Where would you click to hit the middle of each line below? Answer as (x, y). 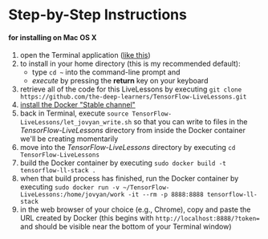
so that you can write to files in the (191, 122)
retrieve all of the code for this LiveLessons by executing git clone (131, 89)
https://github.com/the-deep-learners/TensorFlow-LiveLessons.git (133, 97)
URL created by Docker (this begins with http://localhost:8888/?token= (140, 218)
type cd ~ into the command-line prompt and (106, 72)
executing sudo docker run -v (70, 187)
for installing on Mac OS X (53, 37)
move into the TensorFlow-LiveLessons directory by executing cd (128, 148)
